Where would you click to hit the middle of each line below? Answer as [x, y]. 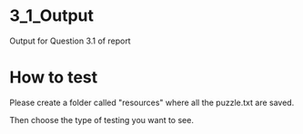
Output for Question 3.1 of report [70, 41]
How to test [54, 77]
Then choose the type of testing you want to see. [101, 120]
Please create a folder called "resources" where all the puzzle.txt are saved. [152, 102]
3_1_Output [51, 16]
